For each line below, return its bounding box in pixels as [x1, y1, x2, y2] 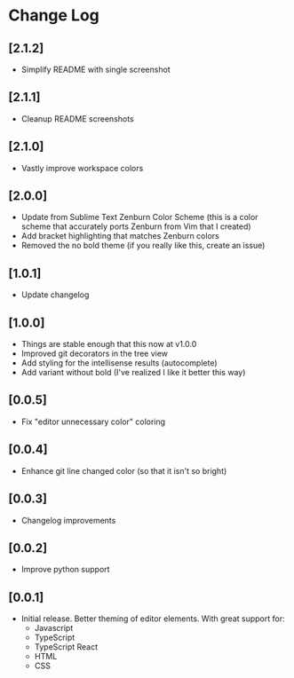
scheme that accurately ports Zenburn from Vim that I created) [20, 221, 251, 232]
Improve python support [20, 564, 110, 575]
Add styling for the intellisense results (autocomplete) [20, 358, 219, 368]
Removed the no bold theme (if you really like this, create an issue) [20, 240, 266, 251]
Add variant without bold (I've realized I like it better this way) [20, 367, 246, 378]
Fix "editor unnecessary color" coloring [20, 416, 166, 427]
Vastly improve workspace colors [20, 162, 144, 173]
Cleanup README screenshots [20, 113, 134, 124]
